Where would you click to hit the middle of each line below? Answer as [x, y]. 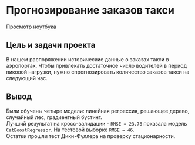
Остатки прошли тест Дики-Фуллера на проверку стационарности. [91, 136]
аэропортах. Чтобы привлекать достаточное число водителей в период [96, 65]
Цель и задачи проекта [51, 45]
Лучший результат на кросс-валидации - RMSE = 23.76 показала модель [97, 123]
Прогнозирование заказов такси [90, 10]
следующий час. [27, 78]
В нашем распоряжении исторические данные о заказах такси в [88, 59]
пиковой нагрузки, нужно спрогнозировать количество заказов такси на [98, 72]
